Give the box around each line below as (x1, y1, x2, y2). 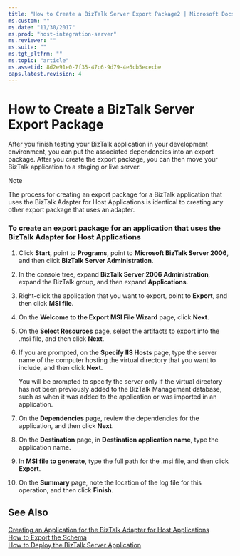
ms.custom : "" (8, 17, 51, 24)
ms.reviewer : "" (8, 37, 56, 44)
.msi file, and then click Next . (18, 334, 105, 343)
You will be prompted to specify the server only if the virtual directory (18, 377, 223, 386)
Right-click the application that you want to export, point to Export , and (18, 291, 228, 300)
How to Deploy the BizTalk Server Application (8, 540, 142, 549)
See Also (8, 507, 48, 519)
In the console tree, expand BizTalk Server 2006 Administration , (18, 269, 211, 279)
